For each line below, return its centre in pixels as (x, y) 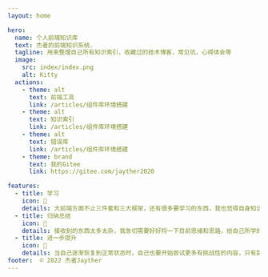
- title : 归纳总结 (43, 216)
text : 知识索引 (52, 120)
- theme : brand (47, 157)
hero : (16, 30)
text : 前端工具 (52, 97)
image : (26, 60)
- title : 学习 (37, 194)
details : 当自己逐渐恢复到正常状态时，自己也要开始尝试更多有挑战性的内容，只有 (139, 253)
